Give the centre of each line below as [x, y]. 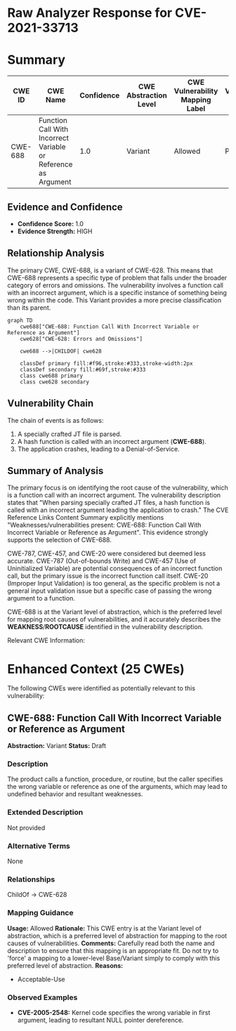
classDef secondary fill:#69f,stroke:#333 [83, 369]
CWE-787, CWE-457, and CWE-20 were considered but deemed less [106, 553]
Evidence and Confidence [65, 207]
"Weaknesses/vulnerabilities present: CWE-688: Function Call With [104, 525]
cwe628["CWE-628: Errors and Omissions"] [81, 339]
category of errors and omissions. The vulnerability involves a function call [115, 285]
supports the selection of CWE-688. [60, 540]
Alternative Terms [39, 846]
